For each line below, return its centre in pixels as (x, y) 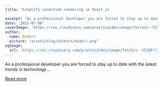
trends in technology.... (28, 69)
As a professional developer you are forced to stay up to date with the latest (81, 64)
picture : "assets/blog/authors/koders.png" (54, 41)
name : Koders (23, 37)
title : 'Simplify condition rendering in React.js (57, 9)
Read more (16, 79)
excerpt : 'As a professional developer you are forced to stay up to (77, 18)
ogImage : (14, 46)
